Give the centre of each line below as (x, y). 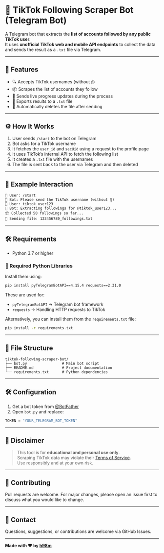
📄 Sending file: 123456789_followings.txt (49, 219)
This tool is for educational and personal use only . (68, 452)
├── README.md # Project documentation (59, 368)
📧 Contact (20, 519)
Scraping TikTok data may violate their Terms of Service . (74, 457)
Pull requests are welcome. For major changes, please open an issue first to (81, 495)
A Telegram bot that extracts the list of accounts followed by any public (78, 34)
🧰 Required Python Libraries (39, 266)
